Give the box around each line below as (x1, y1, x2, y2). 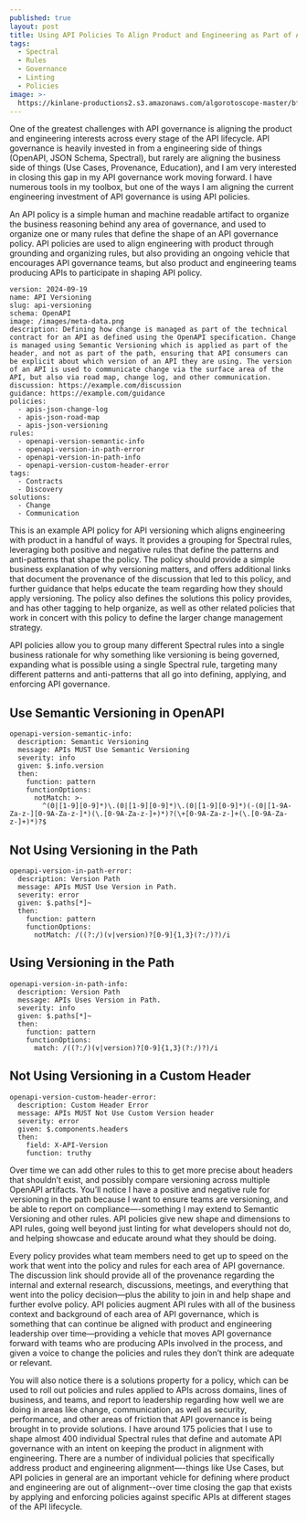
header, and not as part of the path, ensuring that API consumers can (9, 349, 288, 358)
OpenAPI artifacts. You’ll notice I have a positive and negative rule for (9, 1184, 270, 1195)
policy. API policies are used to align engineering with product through (9, 239, 274, 250)
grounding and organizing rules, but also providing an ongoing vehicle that (9, 248, 291, 259)
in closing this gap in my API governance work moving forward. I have (9, 172, 272, 183)
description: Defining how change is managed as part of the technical (9, 325, 288, 335)
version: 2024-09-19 (9, 285, 89, 294)
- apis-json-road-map (17, 413, 101, 422)
